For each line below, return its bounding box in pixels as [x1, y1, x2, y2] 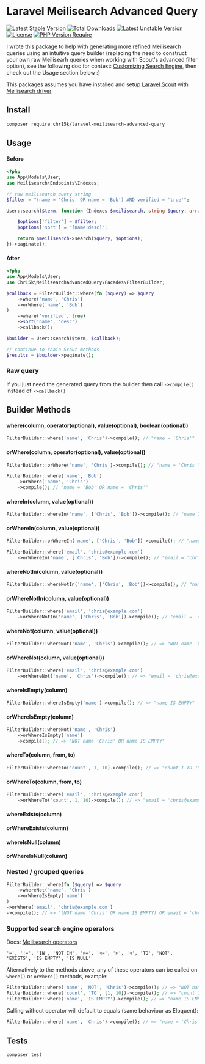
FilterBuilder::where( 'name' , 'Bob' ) [6, 473, 103, 479]
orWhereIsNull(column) [6, 853, 68, 860]
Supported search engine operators [6, 924, 115, 933]
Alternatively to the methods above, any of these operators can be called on [6, 966, 198, 974]
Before [6, 155, 24, 163]
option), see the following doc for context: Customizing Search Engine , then [6, 62, 197, 70]
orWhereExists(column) [6, 824, 68, 832]
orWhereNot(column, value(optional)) [6, 654, 105, 661]
